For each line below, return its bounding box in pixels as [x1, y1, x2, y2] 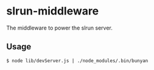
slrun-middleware [6, 4, 99, 18]
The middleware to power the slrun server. [6, 24, 113, 31]
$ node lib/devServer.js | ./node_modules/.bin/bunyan [6, 57, 149, 64]
